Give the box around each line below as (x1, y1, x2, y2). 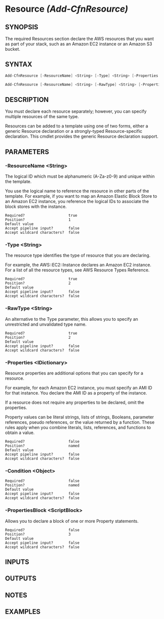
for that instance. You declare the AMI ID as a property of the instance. (5, 390, 147, 396)
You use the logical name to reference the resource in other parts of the (5, 188, 149, 194)
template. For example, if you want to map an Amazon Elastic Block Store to (5, 193, 157, 199)
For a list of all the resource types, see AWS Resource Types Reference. (5, 267, 150, 273)
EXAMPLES (5, 608, 41, 616)
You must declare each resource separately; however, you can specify (5, 108, 147, 114)
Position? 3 (5, 532, 71, 536)
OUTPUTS (5, 575, 37, 583)
